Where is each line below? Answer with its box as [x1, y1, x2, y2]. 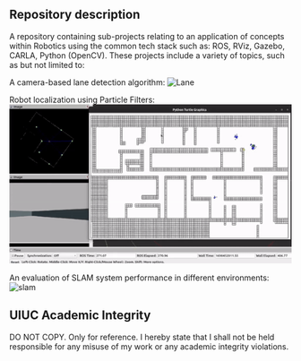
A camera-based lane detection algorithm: [9, 76, 166, 88]
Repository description [9, 7, 141, 22]
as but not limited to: [9, 59, 85, 70]
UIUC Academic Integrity [9, 308, 151, 323]
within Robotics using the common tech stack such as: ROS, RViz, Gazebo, [9, 40, 285, 51]
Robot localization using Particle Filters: [9, 94, 155, 105]
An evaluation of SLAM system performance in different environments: [9, 272, 270, 283]
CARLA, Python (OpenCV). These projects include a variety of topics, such [9, 49, 285, 61]
